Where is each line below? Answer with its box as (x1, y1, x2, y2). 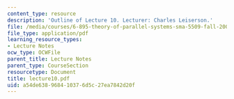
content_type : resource (7, 10, 77, 17)
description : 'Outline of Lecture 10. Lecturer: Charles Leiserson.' (7, 17, 214, 24)
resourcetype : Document (7, 68, 77, 75)
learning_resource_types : (7, 36, 82, 43)
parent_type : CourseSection (7, 62, 89, 69)
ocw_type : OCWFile (7, 49, 61, 56)
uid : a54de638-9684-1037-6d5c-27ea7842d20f (7, 82, 136, 89)
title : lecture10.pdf (7, 75, 70, 82)
